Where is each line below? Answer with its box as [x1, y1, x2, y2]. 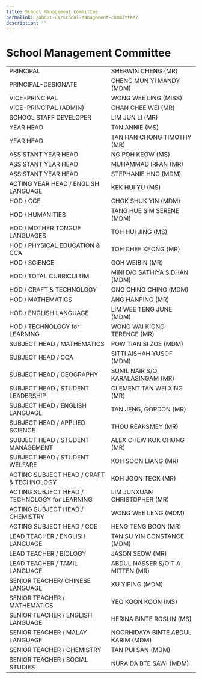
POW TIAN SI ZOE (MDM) [111, 340, 183, 348]
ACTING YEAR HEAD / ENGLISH [9, 180, 99, 188]
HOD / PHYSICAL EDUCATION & [9, 241, 100, 250]
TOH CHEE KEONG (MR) [111, 245, 180, 253]
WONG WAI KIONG [111, 322, 165, 331]
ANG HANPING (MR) [111, 295, 170, 304]
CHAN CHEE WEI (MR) [111, 103, 176, 112]
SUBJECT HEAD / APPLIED [9, 419, 86, 427]
